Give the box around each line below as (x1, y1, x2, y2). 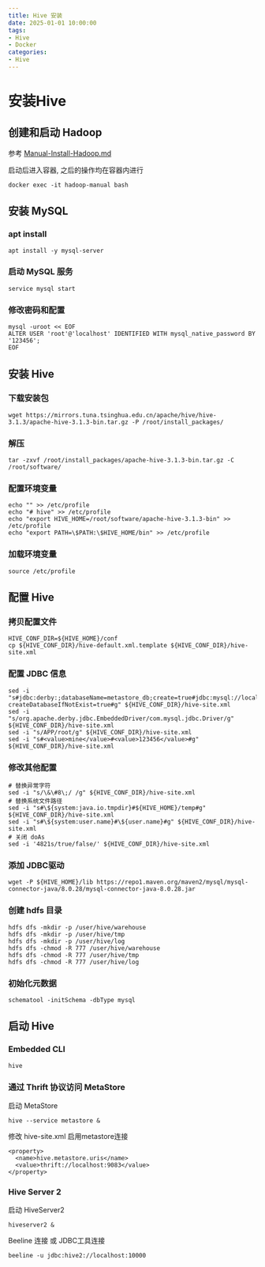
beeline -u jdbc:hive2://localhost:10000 (8, 1252, 147, 1260)
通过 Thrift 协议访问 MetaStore (8, 1081, 126, 1092)
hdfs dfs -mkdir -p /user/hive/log (8, 937, 125, 945)
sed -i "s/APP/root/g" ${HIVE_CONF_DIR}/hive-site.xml (8, 728, 192, 736)
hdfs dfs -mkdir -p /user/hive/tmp (8, 930, 125, 938)
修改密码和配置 (8, 304, 65, 315)
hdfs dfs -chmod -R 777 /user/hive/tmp (8, 951, 140, 959)
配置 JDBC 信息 (8, 669, 67, 680)
